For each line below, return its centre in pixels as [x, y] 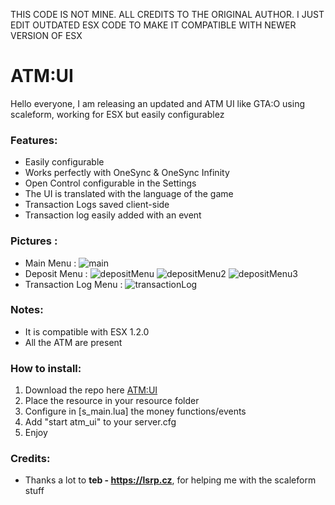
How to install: [46, 368]
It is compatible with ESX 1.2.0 [87, 331]
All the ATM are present [73, 342]
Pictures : [34, 241]
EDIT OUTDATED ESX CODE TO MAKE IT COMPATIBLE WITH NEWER [153, 25]
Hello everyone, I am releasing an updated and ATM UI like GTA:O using [157, 103]
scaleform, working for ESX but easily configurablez [117, 114]
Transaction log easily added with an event [113, 215]
